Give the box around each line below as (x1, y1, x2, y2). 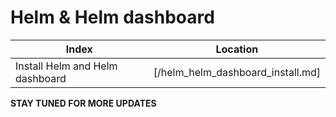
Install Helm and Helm (15, 59, 118, 73)
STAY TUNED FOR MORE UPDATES (10, 97, 157, 109)
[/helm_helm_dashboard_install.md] (153, 65, 321, 79)
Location (215, 42, 259, 56)
